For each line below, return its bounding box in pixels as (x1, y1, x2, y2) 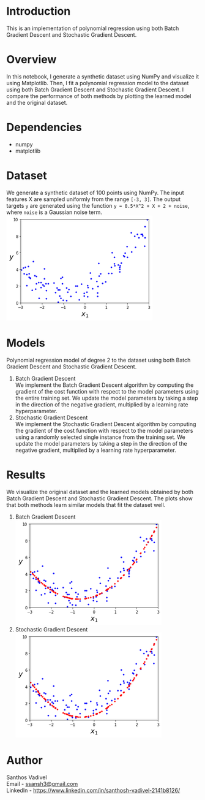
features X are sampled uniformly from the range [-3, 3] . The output (6, 195, 181, 203)
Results (6, 468, 46, 482)
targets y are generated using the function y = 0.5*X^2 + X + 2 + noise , (6, 202, 190, 209)
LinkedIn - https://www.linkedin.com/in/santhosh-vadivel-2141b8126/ (6, 787, 181, 794)
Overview (6, 53, 57, 67)
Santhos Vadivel (6, 774, 47, 781)
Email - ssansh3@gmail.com (6, 780, 78, 787)
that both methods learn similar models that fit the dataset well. (6, 501, 166, 508)
